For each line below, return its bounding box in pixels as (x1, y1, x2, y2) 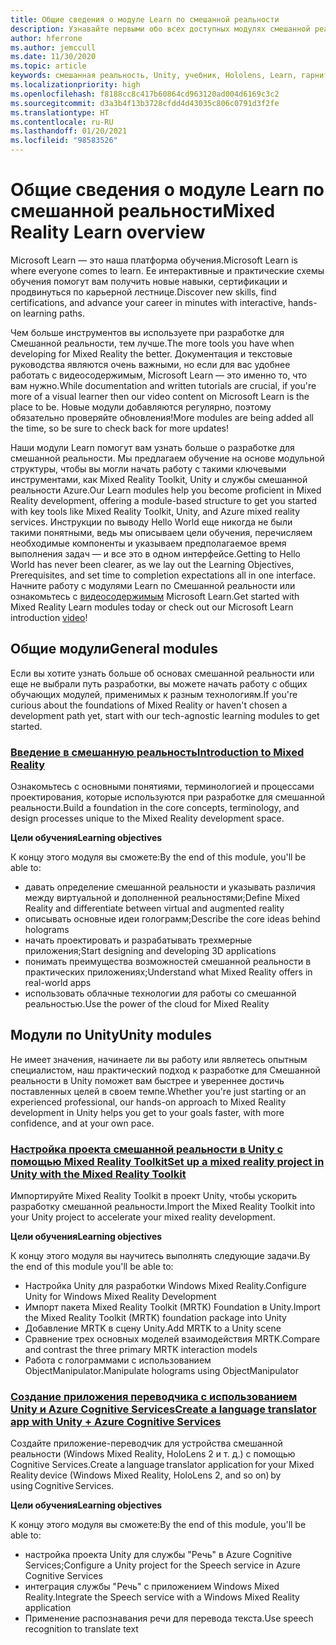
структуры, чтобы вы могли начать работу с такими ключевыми (10, 462, 287, 475)
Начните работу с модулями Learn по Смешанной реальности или (10, 579, 296, 591)
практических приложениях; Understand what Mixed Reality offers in (24, 966, 313, 978)
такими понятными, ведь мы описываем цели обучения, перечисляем (10, 526, 313, 538)
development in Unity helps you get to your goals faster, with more (10, 1106, 285, 1118)
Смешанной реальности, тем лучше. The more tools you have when (10, 337, 295, 349)
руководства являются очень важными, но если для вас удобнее (10, 358, 291, 370)
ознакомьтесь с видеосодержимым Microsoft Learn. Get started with (10, 590, 300, 602)
